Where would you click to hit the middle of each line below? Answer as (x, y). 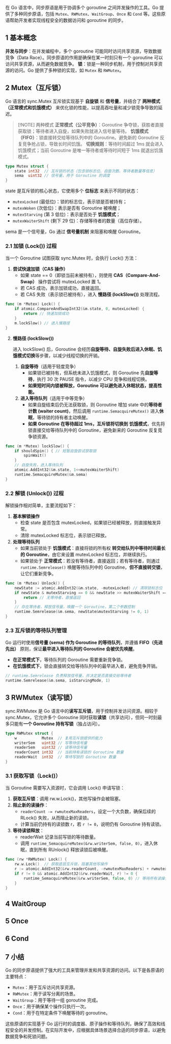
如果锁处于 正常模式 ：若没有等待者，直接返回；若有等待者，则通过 (90, 561)
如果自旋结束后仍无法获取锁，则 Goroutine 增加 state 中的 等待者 (95, 404)
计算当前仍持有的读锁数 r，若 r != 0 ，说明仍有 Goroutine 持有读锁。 (92, 824)
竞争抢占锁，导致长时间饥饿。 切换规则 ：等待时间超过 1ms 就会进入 (93, 144)
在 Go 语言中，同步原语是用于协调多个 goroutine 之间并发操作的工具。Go (82, 7)
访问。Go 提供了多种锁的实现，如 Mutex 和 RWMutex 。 (69, 70)
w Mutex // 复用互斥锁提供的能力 (59, 738)
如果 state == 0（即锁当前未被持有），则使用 (66, 275)
